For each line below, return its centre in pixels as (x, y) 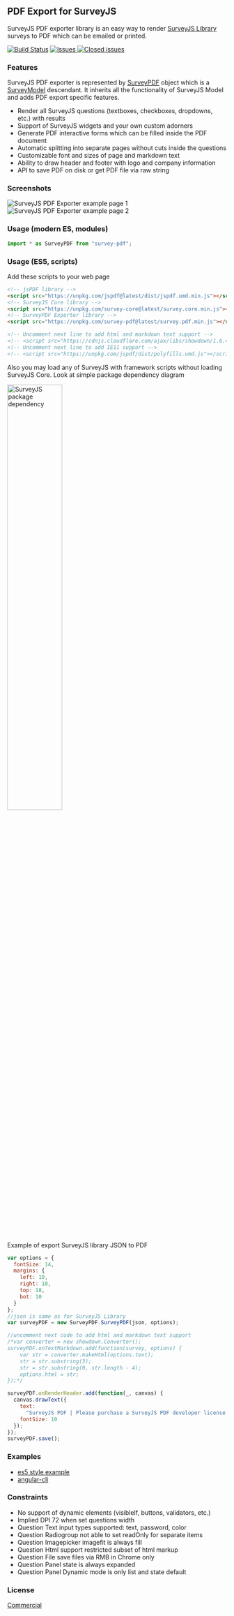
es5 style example (44, 1472)
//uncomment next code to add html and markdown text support (99, 1335)
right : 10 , (36, 1284)
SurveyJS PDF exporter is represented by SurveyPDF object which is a (109, 82)
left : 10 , (34, 1277)
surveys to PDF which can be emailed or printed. (77, 36)
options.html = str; (49, 1374)
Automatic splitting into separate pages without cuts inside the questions (122, 148)
